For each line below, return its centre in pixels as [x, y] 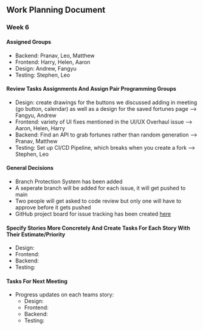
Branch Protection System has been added [69, 181]
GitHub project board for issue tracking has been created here [93, 214]
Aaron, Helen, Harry [40, 128]
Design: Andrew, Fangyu [46, 68]
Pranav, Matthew [36, 141]
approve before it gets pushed [53, 207]
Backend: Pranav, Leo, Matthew [55, 55]
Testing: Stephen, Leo [43, 75]
